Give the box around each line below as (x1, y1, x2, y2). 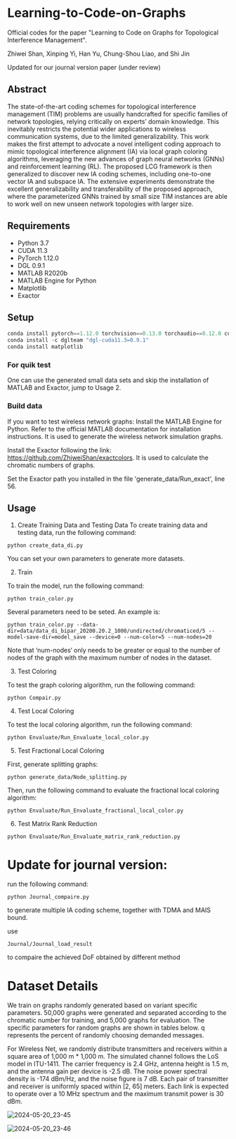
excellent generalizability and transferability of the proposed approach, (7, 185, 213, 193)
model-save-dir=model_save (7, 634, 86, 641)
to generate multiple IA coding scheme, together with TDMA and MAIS (7, 906, 211, 914)
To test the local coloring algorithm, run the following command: (7, 720, 192, 729)
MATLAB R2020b (17, 269, 68, 277)
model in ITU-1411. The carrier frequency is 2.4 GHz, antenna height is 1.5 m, (7, 1059, 229, 1069)
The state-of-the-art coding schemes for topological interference (7, 102, 197, 111)
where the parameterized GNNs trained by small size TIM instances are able (7, 192, 228, 200)
